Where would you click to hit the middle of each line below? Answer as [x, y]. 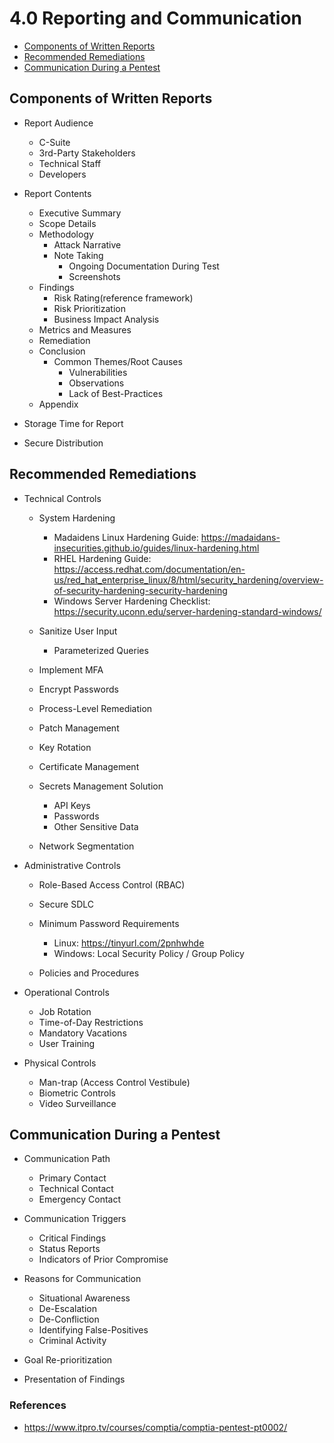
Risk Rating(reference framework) [123, 298]
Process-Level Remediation [95, 708]
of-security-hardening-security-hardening [140, 590]
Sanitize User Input [78, 631]
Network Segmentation [86, 846]
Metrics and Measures [85, 329]
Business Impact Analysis [106, 319]
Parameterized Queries [101, 650]
